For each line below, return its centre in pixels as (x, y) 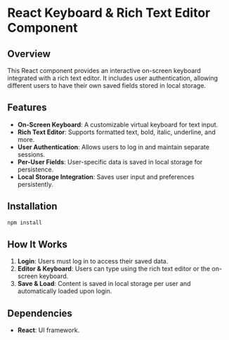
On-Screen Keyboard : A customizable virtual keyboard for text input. (118, 124)
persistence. (35, 169)
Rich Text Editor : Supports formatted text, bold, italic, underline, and (117, 132)
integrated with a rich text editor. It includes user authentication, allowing (113, 78)
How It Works (38, 244)
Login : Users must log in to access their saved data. (93, 261)
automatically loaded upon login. (65, 291)
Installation (32, 206)
